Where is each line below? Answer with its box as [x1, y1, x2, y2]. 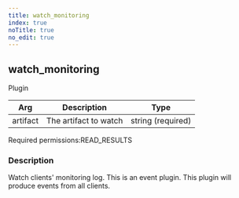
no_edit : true [8, 33, 55, 42]
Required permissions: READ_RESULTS [8, 135, 132, 145]
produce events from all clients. [8, 181, 111, 191]
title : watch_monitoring [8, 11, 90, 20]
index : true [8, 19, 47, 27]
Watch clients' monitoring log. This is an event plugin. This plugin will [8, 173, 232, 182]
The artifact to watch [46, 115, 123, 126]
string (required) [131, 115, 192, 126]
